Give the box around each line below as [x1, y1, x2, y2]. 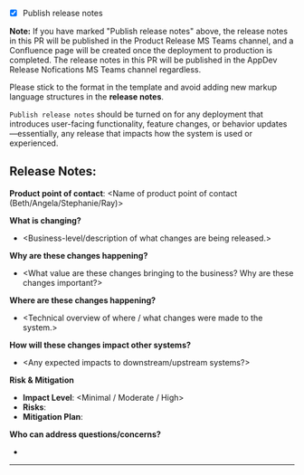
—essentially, [9, 128, 60, 139]
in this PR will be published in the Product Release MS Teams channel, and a [9, 35, 294, 46]
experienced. [9, 138, 59, 148]
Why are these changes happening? [9, 250, 148, 261]
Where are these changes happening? [9, 294, 157, 306]
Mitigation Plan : [22, 411, 83, 422]
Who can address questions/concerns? [9, 429, 161, 440]
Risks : [22, 402, 47, 413]
